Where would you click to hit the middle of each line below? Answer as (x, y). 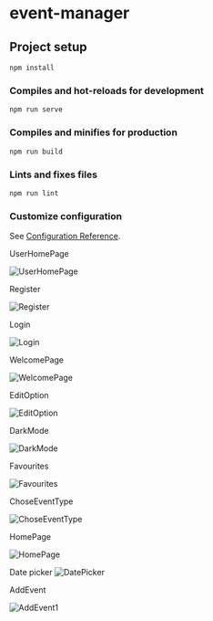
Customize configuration (66, 216)
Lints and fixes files (54, 174)
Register (25, 289)
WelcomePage (37, 360)
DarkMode (29, 431)
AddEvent (28, 590)
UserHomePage (40, 254)
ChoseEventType (41, 501)
